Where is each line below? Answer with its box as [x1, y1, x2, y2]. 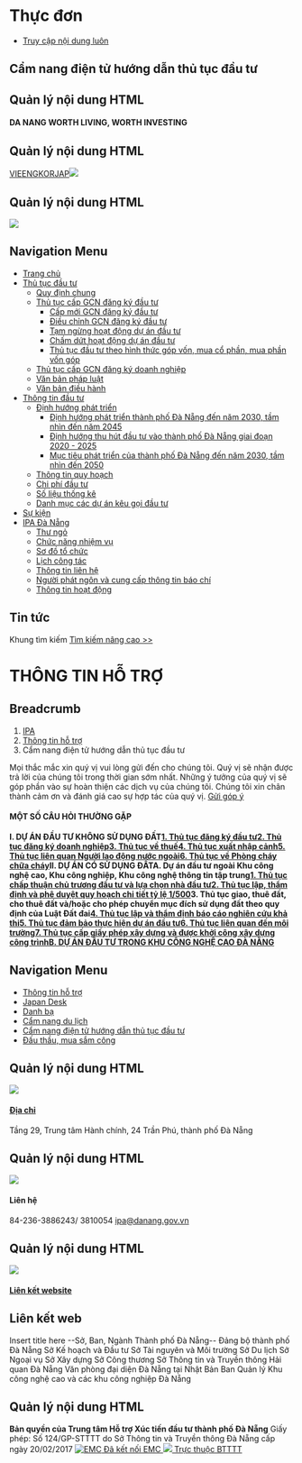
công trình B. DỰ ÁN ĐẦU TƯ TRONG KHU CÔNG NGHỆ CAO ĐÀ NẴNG [9, 937, 275, 947]
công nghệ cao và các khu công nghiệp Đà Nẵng [9, 1373, 192, 1384]
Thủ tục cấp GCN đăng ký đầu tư [35, 297, 160, 307]
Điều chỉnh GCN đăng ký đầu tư [49, 315, 168, 326]
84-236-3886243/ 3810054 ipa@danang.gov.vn [9, 1214, 189, 1226]
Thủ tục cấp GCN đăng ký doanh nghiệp [35, 363, 187, 374]
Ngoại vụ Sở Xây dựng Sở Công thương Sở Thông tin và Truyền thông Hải [9, 1354, 282, 1365]
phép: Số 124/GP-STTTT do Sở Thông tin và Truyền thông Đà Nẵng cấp [9, 1432, 276, 1443]
